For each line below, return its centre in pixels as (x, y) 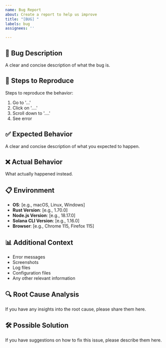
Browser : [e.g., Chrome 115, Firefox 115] (53, 226)
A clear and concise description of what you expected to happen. (72, 146)
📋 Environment (30, 190)
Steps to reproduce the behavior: (39, 92)
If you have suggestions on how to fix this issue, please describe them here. (83, 340)
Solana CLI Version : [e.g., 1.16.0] (46, 221)
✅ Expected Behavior (39, 134)
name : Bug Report (23, 10)
